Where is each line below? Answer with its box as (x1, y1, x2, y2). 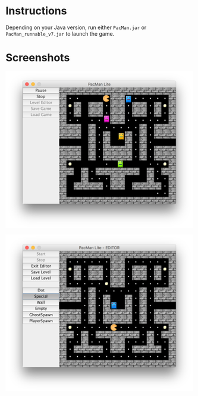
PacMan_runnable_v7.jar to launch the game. (5, 30, 115, 37)
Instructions (5, 4, 67, 18)
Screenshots (5, 51, 70, 65)
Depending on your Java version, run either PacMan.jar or (5, 24, 147, 31)
